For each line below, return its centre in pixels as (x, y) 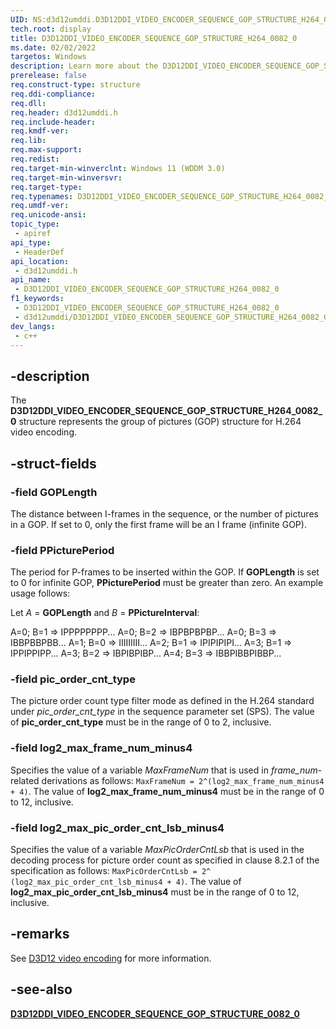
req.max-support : (46, 150)
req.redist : (35, 159)
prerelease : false (48, 76)
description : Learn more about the (84, 66)
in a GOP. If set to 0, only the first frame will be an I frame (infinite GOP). (158, 524)
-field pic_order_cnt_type (73, 679)
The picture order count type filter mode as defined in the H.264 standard (162, 701)
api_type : (31, 242)
